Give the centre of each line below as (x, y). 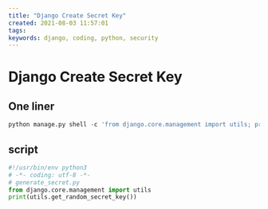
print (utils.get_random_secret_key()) (73, 197)
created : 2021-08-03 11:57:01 (59, 23)
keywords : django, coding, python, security (83, 38)
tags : (17, 30)
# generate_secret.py (44, 182)
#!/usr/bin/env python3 (48, 168)
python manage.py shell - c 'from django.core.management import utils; (130, 125)
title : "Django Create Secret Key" (67, 15)
